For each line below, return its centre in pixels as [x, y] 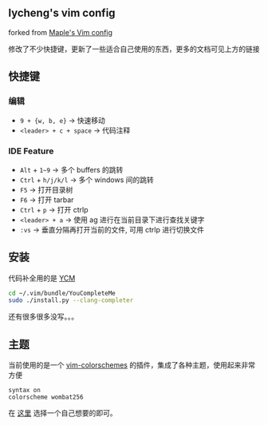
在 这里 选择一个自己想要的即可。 [63, 413]
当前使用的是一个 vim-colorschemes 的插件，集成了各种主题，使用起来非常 [132, 365]
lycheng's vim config [62, 13]
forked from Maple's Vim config [61, 32]
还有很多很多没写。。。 [43, 317]
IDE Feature [31, 151]
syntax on [25, 391]
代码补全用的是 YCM [42, 278]
